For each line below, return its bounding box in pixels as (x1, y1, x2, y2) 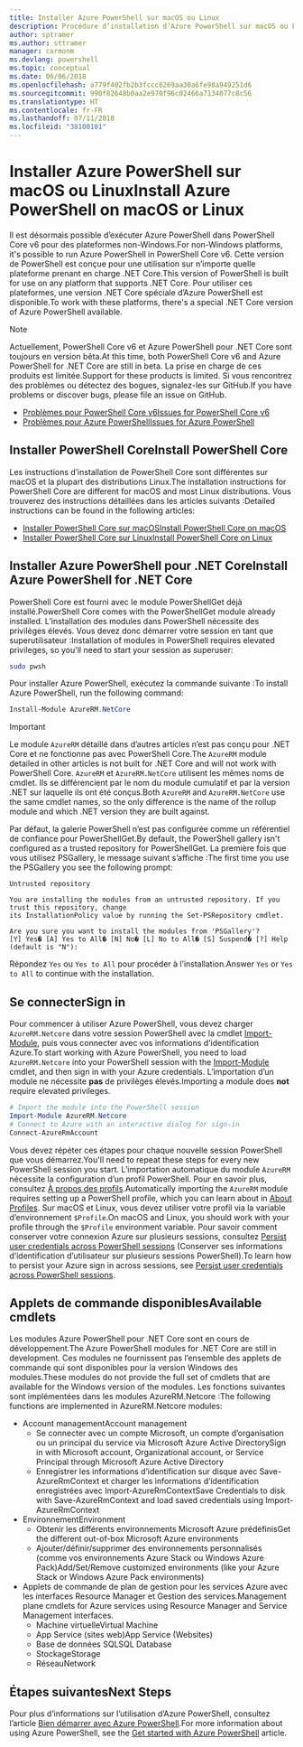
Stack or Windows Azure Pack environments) (35, 1572, 205, 1583)
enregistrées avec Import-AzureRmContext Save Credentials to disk (35, 1485, 286, 1496)
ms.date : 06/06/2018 (9, 72, 87, 81)
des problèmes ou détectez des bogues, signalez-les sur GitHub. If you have (9, 379, 292, 390)
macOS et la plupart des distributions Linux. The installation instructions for (9, 476, 287, 487)
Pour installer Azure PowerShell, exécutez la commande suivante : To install (9, 678, 289, 689)
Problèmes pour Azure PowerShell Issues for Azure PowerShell (22, 416, 255, 427)
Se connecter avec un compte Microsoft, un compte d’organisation (35, 1428, 284, 1439)
